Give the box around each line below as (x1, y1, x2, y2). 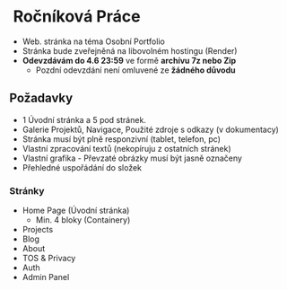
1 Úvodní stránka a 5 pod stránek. (22, 114, 146, 125)
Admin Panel (22, 272, 70, 283)
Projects (22, 224, 54, 235)
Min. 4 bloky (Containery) (35, 215, 131, 225)
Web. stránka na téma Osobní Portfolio (22, 36, 166, 47)
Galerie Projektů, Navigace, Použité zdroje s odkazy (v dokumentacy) (22, 124, 280, 135)
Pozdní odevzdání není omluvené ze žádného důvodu (35, 65, 236, 75)
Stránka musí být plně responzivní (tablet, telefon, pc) (22, 133, 222, 145)
